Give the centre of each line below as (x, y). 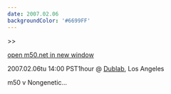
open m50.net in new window (51, 55)
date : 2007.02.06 (33, 14)
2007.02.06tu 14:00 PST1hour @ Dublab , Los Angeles (86, 68)
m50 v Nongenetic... (37, 82)
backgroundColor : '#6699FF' (49, 21)
